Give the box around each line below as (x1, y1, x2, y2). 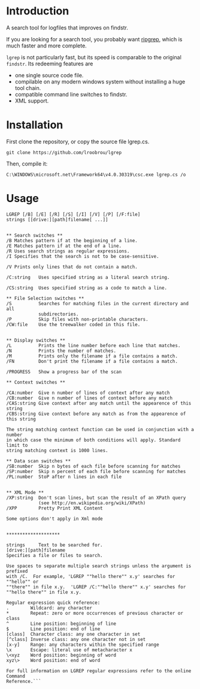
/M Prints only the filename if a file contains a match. (6, 353, 178, 359)
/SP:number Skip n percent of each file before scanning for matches (6, 468, 186, 474)
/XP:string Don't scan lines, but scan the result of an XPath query (6, 495, 186, 501)
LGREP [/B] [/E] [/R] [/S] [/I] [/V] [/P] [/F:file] (6, 211, 141, 217)
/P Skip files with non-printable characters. (6, 316, 149, 322)
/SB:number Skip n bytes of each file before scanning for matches (6, 463, 181, 469)
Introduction (6, 4, 69, 18)
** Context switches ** (6, 379, 66, 385)
